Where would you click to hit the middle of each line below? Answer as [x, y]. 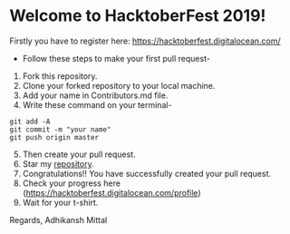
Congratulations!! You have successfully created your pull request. [147, 173]
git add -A [30, 122]
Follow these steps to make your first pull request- [116, 58]
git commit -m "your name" [60, 129]
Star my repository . [58, 163]
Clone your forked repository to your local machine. [119, 85]
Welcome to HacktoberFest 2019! [138, 16]
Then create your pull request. [79, 154]
